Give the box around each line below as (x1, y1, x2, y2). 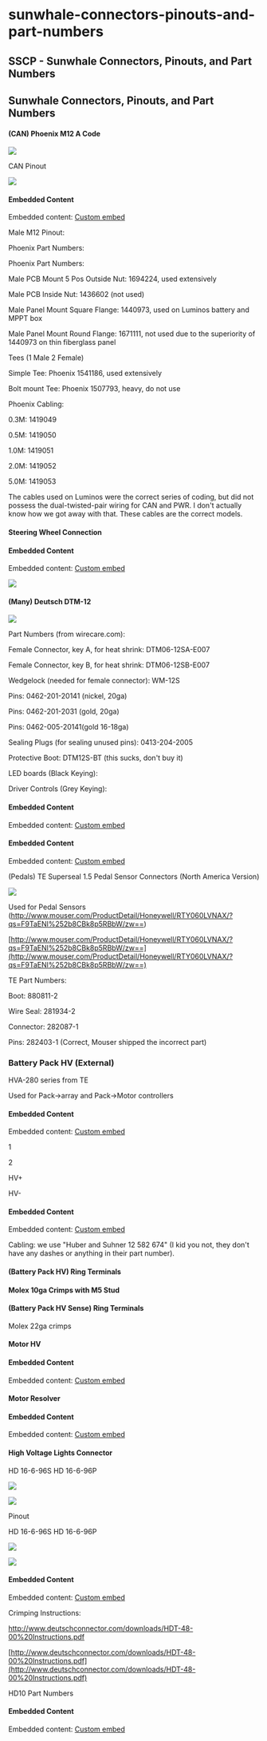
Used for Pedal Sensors (8, 902, 86, 912)
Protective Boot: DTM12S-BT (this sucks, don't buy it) (8, 753, 183, 763)
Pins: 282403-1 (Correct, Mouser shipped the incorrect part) (8, 1037, 207, 1047)
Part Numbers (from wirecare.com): (8, 629, 126, 639)
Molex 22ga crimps (8, 1321, 72, 1331)
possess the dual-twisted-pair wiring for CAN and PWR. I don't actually (8, 501, 242, 510)
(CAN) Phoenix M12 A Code (8, 129, 101, 138)
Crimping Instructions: (8, 1608, 81, 1617)
